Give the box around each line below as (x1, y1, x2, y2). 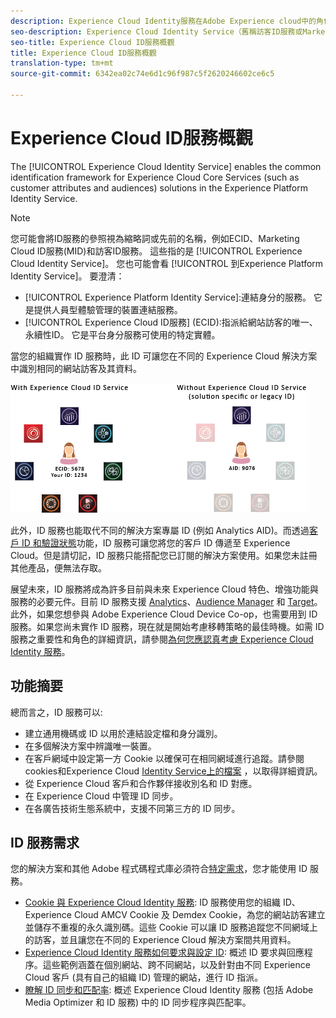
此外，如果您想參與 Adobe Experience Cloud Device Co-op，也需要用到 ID (10, 608, 318, 620)
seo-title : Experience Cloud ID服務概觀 (10, 37, 175, 47)
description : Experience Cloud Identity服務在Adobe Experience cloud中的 (10, 16, 317, 26)
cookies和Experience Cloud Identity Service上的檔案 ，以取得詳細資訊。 (24, 765, 323, 777)
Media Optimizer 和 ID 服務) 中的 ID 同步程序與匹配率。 (24, 996, 252, 1009)
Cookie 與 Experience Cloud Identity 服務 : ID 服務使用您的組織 (24, 896, 282, 909)
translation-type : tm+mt (10, 58, 114, 69)
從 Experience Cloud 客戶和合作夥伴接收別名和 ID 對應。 (24, 777, 258, 789)
